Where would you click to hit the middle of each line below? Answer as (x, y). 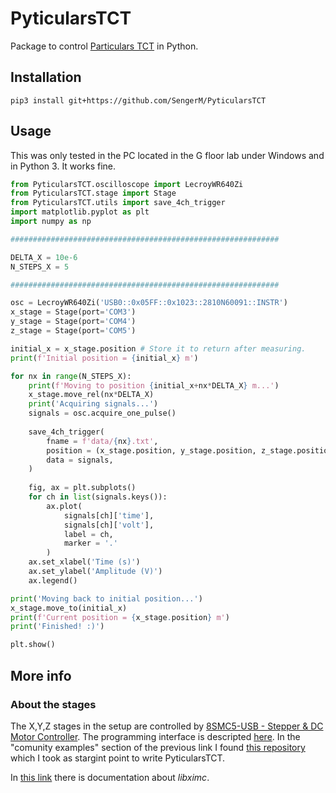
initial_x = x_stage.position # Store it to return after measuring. (158, 348)
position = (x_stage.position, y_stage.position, (151, 450)
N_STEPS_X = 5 (40, 267)
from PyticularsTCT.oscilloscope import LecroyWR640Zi (127, 184)
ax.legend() (53, 580)
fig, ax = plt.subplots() (82, 488)
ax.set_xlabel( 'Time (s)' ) (84, 562)
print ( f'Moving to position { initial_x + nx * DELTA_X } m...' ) (154, 385)
